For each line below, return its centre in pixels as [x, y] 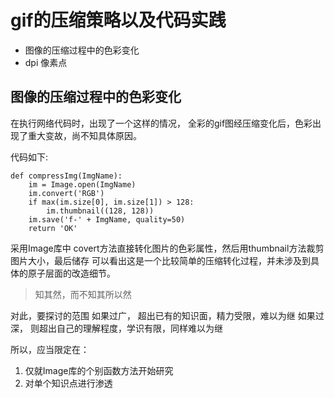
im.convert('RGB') [66, 193]
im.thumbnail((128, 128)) [100, 211]
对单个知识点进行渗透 [68, 383]
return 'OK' [53, 228]
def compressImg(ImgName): [66, 176]
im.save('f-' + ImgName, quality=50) [107, 219]
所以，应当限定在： [50, 349]
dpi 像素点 [46, 62]
